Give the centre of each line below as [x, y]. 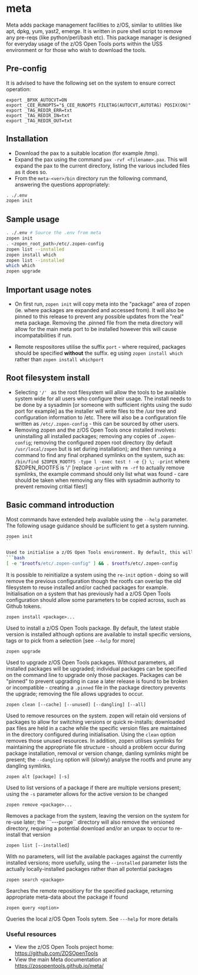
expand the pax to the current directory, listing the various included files [102, 166]
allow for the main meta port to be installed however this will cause [95, 329]
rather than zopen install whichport [59, 359]
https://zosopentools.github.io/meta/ [59, 966]
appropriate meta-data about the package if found [67, 897]
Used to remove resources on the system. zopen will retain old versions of [96, 715]
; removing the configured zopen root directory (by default [101, 442]
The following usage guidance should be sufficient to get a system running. [98, 526]
